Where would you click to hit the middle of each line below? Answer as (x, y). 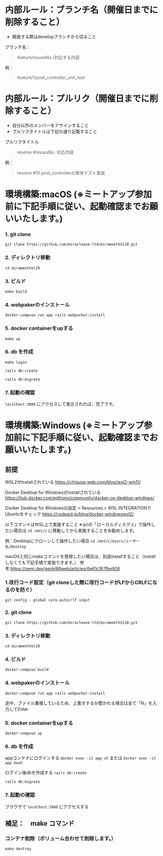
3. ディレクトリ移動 (28, 636)
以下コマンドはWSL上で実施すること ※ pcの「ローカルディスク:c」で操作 (78, 524)
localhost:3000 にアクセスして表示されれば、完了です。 (61, 404)
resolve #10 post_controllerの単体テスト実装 (61, 173)
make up (13, 339)
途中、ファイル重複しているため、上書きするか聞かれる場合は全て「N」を (79, 703)
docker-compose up (24, 733)
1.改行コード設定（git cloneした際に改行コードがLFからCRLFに (79, 582)
